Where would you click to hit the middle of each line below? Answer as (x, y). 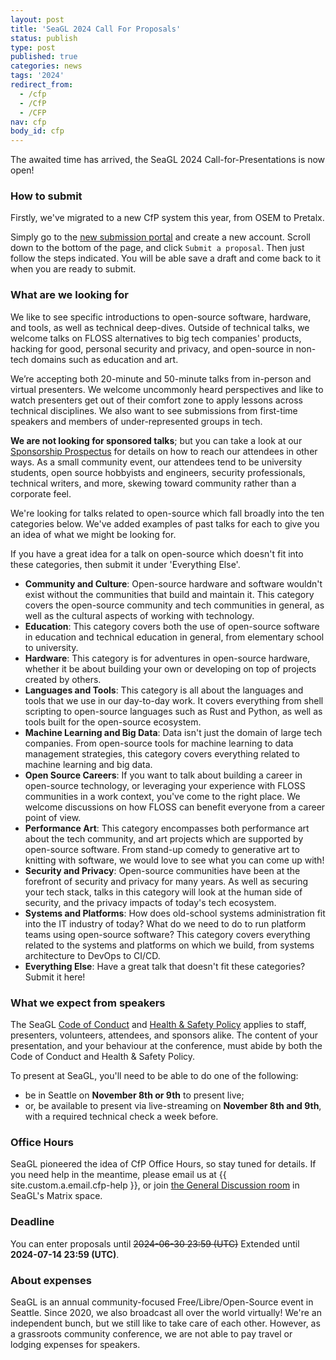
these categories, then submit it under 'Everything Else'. (125, 564)
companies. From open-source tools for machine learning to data (159, 743)
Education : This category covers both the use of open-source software (172, 626)
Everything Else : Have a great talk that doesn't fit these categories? (165, 966)
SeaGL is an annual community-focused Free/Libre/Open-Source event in (162, 1302)
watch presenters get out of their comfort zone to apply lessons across (156, 400)
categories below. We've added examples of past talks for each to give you (165, 523)
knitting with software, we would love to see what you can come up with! (174, 860)
